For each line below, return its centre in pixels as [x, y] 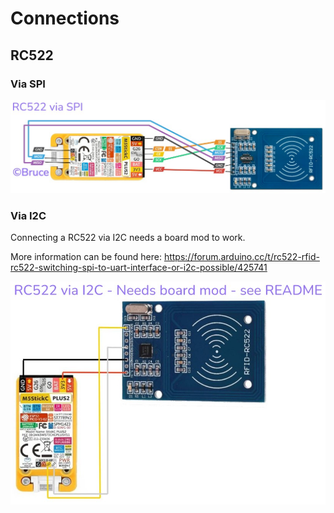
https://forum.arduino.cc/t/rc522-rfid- [241, 257]
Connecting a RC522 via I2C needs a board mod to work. [128, 238]
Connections [65, 18]
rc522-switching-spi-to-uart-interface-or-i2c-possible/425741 [139, 268]
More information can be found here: [86, 257]
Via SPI [28, 84]
